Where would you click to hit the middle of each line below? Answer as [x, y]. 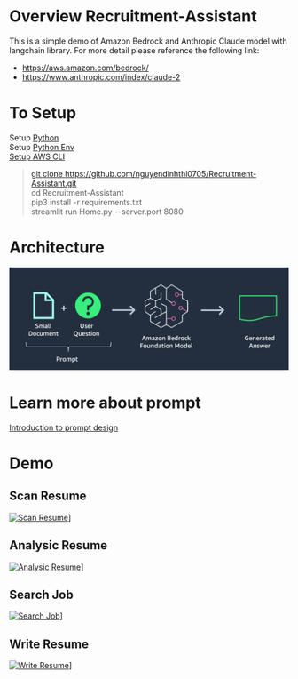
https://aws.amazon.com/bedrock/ [85, 68]
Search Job [41, 595]
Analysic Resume [59, 545]
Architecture [57, 248]
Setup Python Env [42, 147]
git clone [47, 173]
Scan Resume [48, 496]
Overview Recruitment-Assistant [133, 16]
